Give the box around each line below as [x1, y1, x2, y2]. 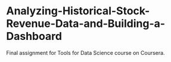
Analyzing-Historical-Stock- [6, 4, 150, 18]
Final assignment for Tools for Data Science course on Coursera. [6, 49, 165, 56]
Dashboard [6, 30, 63, 43]
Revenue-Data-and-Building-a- [6, 17, 166, 30]
